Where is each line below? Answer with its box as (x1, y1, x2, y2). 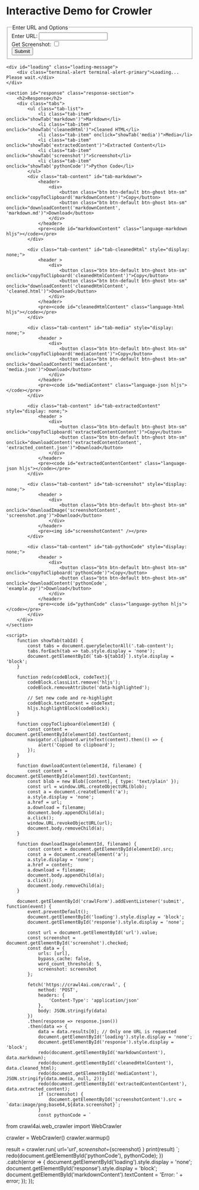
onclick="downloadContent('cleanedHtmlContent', (6, 283, 129, 289)
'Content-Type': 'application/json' (48, 997, 140, 1003)
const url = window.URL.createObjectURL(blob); (27, 784, 147, 790)
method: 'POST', (37, 987, 78, 993)
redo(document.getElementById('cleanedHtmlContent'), (37, 1059, 174, 1066)
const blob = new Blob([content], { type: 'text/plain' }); (27, 778, 179, 784)
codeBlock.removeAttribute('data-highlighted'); (27, 684, 150, 691)
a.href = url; (27, 799, 62, 805)
